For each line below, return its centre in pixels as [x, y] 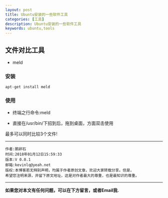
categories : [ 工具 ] [25, 19]
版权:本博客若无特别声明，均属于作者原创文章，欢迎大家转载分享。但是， [69, 170]
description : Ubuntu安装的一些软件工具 [43, 24]
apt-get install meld [28, 87]
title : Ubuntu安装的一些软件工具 [37, 15]
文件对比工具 [25, 50]
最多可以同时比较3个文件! [31, 134]
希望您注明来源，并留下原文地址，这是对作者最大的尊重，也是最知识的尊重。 [72, 175]
